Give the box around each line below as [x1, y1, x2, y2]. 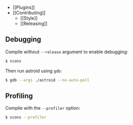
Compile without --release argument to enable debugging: [5, 48, 128, 55]
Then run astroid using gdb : [5, 68, 62, 74]
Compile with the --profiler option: [5, 105, 81, 111]
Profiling [5, 91, 33, 100]
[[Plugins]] [12, 5, 35, 10]
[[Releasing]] [20, 20, 48, 26]
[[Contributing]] [12, 10, 46, 16]
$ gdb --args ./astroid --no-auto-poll [5, 77, 90, 83]
